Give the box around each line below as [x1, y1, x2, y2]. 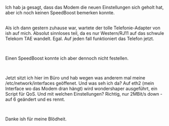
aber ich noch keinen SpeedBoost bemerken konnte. [5, 10, 115, 16]
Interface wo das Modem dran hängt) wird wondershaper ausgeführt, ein [5, 86, 158, 92]
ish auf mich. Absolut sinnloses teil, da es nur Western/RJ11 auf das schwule [5, 30, 164, 36]
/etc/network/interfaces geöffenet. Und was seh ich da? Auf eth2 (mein [5, 80, 154, 86]
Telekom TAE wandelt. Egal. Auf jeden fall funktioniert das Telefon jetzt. [5, 35, 154, 41]
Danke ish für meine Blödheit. [5, 116, 67, 122]
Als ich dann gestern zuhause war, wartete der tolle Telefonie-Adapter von [5, 25, 160, 31]
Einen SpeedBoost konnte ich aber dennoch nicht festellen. [5, 55, 129, 61]
